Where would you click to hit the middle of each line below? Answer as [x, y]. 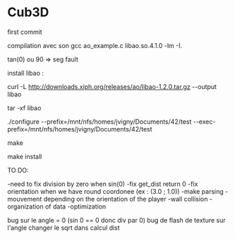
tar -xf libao [24, 107]
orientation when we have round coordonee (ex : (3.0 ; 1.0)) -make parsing [115, 191]
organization [25, 206]
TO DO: [18, 170]
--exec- [204, 122]
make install [25, 156]
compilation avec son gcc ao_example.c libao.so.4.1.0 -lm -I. [95, 45]
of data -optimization [76, 206]
